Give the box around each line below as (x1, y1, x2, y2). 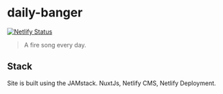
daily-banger (7, 5, 83, 21)
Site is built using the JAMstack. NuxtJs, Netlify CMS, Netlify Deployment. (7, 79, 216, 87)
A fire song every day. (23, 40, 87, 49)
